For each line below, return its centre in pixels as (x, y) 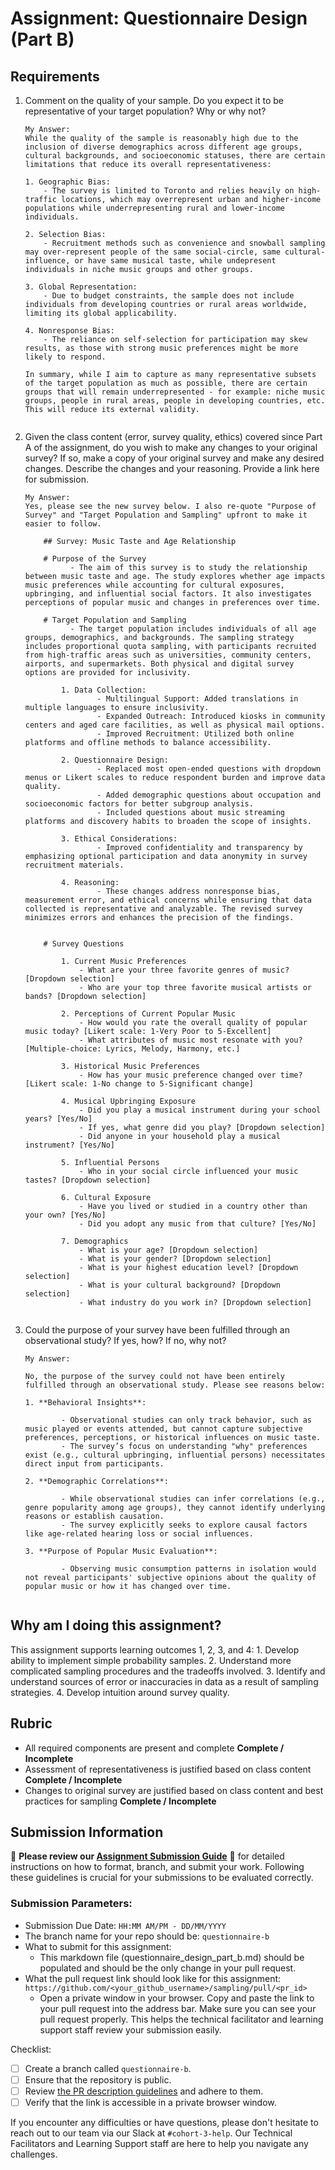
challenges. (34, 2154)
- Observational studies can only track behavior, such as (186, 1420)
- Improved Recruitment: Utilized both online (195, 734)
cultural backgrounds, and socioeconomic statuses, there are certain (175, 156)
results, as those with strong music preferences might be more (161, 348)
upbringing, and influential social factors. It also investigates (168, 594)
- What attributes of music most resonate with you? (190, 1040)
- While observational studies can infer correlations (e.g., (193, 1499)
